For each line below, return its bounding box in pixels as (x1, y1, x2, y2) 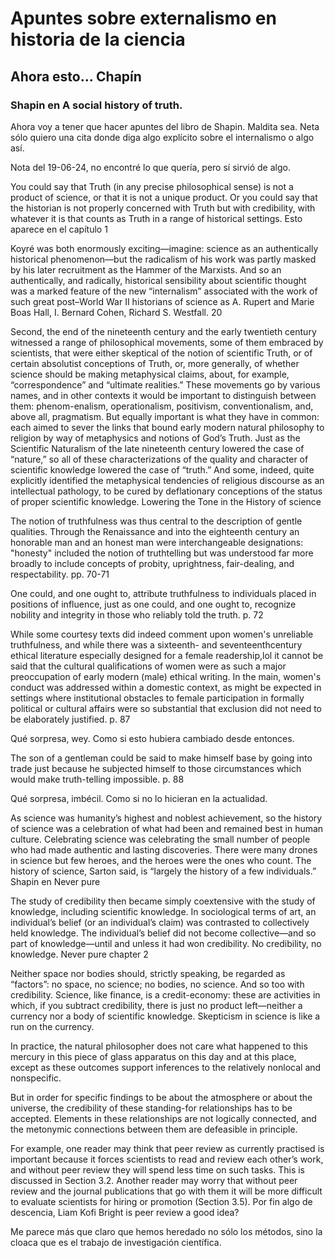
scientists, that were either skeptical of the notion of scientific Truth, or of (10, 347, 313, 359)
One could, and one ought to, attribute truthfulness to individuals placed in (10, 587, 317, 599)
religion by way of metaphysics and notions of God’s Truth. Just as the (10, 432, 301, 444)
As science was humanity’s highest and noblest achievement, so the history (10, 812, 323, 824)
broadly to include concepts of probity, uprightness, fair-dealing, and (10, 557, 295, 569)
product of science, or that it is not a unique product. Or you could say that (10, 191, 318, 203)
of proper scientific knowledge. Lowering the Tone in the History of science (10, 495, 322, 507)
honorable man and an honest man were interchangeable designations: (10, 536, 304, 548)
